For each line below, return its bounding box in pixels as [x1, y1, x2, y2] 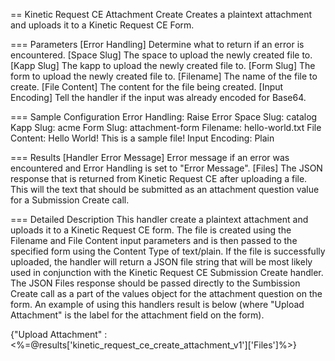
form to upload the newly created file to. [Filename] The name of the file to [10, 70, 318, 82]
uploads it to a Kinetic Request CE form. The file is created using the [10, 224, 292, 236]
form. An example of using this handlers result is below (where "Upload [10, 299, 305, 310]
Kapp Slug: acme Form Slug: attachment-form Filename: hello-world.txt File [10, 122, 322, 133]
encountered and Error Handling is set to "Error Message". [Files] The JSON [10, 162, 323, 174]
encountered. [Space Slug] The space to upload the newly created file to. [10, 49, 313, 61]
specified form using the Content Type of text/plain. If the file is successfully [10, 245, 326, 257]
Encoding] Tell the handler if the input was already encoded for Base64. [10, 92, 307, 103]
